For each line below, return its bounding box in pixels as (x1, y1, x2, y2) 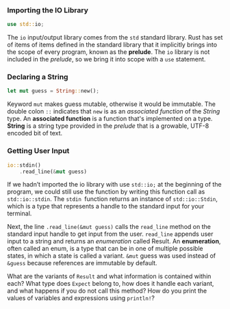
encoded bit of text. (7, 129, 63, 137)
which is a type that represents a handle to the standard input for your (7, 202, 205, 211)
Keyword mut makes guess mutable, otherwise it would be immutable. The (7, 100, 216, 108)
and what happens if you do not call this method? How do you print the (7, 286, 207, 295)
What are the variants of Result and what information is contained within (7, 272, 212, 280)
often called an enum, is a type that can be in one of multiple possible (7, 245, 203, 253)
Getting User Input (7, 146, 70, 156)
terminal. (7, 209, 32, 217)
